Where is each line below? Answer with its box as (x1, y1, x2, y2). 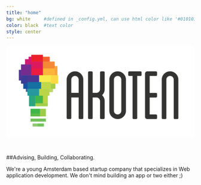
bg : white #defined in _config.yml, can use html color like (6, 16, 172, 22)
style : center (6, 29, 42, 35)
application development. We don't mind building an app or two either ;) (6, 172, 184, 179)
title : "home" (6, 10, 42, 16)
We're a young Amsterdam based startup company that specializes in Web (6, 165, 190, 173)
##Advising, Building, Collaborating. (6, 154, 95, 161)
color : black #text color (6, 22, 74, 28)
